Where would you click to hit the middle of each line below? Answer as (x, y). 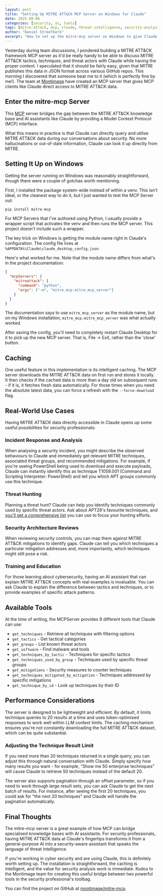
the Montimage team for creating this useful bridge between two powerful (79, 874)
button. (12, 343)
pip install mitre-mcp (28, 209)
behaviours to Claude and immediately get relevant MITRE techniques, (75, 456)
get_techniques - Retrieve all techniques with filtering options (73, 634)
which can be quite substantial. (36, 733)
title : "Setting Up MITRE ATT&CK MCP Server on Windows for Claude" (76, 14)
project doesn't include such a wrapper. (45, 229)
